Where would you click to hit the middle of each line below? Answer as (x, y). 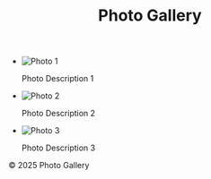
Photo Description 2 (58, 114)
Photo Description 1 (57, 79)
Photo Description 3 (58, 148)
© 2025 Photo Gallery (49, 166)
